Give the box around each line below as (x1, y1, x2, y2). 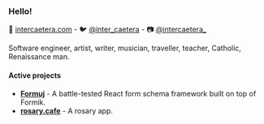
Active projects (8, 71, 62, 80)
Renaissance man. (8, 52, 70, 62)
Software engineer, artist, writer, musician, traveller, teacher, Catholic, (8, 43, 242, 53)
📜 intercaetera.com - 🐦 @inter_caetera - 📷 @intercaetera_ (8, 24, 207, 34)
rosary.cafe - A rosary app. (19, 105, 114, 115)
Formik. (19, 97, 46, 107)
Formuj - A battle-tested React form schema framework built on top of (19, 88, 257, 98)
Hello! (8, 6, 32, 17)
